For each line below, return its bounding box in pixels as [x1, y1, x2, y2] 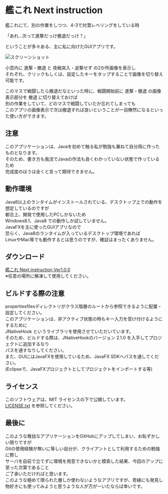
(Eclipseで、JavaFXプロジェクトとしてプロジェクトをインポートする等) [5, 366, 153, 372]
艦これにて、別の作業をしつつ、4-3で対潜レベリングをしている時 [5, 22, 139, 28]
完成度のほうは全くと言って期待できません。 [5, 169, 97, 175]
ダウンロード [5, 252, 45, 261]
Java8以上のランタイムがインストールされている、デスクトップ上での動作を [5, 199, 162, 205]
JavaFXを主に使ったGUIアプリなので [5, 224, 81, 230]
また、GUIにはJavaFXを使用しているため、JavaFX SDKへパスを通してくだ [5, 354, 159, 360]
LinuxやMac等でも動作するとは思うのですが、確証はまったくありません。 [5, 236, 157, 242]
